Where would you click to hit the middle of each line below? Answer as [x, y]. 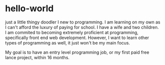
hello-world [30, 9]
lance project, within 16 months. [37, 57]
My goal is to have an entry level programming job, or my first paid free [77, 52]
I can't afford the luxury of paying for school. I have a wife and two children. [82, 27]
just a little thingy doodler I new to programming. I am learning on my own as [83, 22]
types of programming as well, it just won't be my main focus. [68, 43]
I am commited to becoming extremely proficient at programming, [72, 32]
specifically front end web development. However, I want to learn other [77, 38]
